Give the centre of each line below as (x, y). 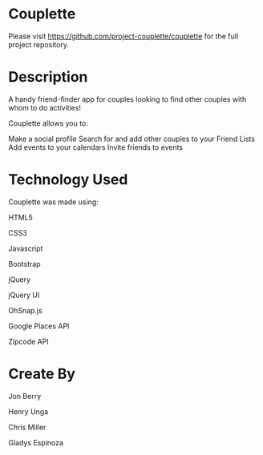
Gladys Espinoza (36, 442)
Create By (42, 374)
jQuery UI (24, 295)
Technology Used (68, 180)
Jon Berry (25, 396)
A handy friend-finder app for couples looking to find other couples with (127, 99)
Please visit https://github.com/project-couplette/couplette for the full (123, 36)
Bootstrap (25, 264)
